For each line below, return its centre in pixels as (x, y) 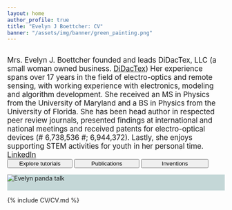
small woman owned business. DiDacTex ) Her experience (105, 69)
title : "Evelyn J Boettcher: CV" (55, 26)
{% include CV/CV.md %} (43, 200)
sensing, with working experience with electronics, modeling (110, 86)
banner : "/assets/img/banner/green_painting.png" (80, 33)
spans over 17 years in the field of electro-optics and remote (110, 78)
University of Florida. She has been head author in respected (111, 112)
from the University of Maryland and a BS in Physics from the (112, 103)
